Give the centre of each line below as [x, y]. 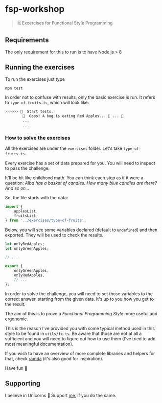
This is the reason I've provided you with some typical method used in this [80, 328]
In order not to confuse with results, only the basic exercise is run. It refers [80, 97]
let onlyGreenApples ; [27, 248]
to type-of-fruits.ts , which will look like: [47, 103]
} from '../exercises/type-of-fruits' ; [46, 220]
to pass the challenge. [27, 168]
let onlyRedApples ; [25, 244]
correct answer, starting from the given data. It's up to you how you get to [80, 299]
